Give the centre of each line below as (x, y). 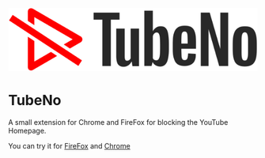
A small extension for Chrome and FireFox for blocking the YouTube (118, 122)
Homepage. (27, 130)
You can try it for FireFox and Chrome (69, 145)
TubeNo (35, 100)
